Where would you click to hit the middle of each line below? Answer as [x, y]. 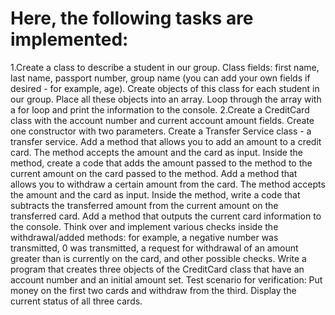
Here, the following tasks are [132, 18]
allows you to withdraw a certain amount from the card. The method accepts [168, 184]
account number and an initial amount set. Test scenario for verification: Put [166, 279]
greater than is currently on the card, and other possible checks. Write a [158, 258]
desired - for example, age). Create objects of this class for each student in [165, 88]
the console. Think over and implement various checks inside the [144, 226]
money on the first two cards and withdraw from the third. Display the [153, 290]
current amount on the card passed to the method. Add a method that [154, 173]
